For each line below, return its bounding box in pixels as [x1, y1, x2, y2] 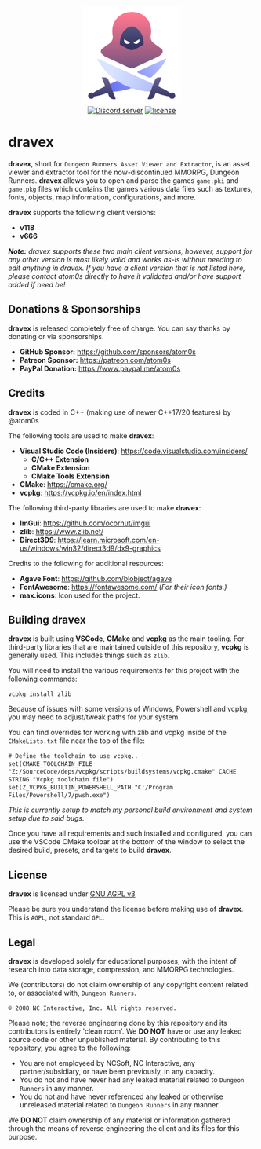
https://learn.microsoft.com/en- [57, 535, 160, 544]
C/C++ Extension [31, 454, 89, 464]
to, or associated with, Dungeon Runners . [8, 988, 136, 997]
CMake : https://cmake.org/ [19, 479, 107, 489]
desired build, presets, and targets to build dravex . [8, 846, 172, 855]
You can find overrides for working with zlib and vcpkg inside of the [8, 728, 227, 737]
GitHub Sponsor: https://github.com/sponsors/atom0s [19, 347, 196, 357]
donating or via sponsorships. [8, 331, 104, 341]
